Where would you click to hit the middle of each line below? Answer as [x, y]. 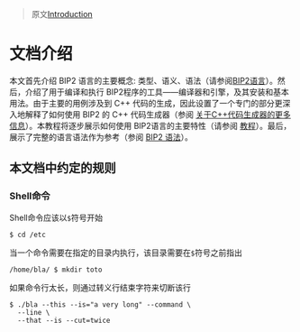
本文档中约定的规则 [63, 168]
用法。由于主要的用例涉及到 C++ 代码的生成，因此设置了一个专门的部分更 [146, 103]
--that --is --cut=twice [64, 320]
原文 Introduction [62, 14]
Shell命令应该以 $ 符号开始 [56, 217]
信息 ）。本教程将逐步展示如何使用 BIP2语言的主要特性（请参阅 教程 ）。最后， [150, 125]
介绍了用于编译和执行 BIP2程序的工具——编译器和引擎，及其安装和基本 [157, 92]
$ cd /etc [28, 235]
